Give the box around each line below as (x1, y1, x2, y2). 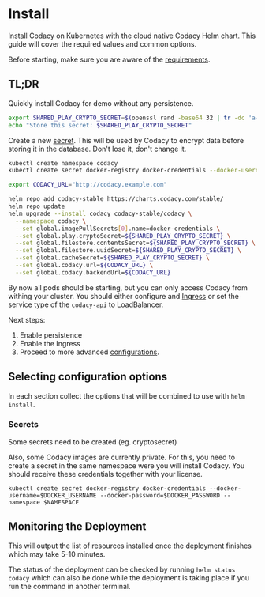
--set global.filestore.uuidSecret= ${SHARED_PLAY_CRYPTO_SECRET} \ (15, 247, 242, 255)
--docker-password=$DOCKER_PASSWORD (99, 491, 221, 499)
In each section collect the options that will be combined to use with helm (8, 391, 246, 400)
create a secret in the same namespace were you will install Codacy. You (8, 460, 245, 470)
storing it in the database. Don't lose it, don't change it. (8, 144, 187, 153)
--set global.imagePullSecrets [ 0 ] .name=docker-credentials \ (15, 225, 221, 232)
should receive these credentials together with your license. (8, 469, 203, 478)
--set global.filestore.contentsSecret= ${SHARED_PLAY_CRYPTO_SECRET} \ (15, 239, 256, 247)
